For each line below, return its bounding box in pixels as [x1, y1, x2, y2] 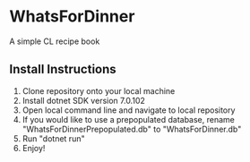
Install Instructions [9, 62, 116, 77]
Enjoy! [22, 142, 46, 153]
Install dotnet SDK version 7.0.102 [22, 95, 145, 106]
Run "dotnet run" [22, 132, 85, 144]
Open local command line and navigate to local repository [22, 105, 236, 115]
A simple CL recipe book [9, 36, 100, 47]
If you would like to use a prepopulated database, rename [22, 114, 236, 124]
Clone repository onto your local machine [22, 85, 176, 96]
